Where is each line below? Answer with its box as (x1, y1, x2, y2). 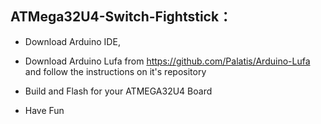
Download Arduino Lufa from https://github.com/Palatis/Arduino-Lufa (24, 55, 311, 67)
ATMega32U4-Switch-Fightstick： (10, 8, 233, 26)
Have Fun (24, 104, 65, 116)
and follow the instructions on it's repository (24, 65, 207, 77)
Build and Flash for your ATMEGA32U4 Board (24, 85, 213, 97)
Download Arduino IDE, (24, 35, 121, 47)
